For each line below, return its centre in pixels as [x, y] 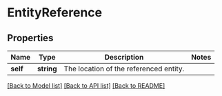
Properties [30, 38]
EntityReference [55, 13]
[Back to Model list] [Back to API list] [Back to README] [86, 86]
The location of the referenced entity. [124, 69]
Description [124, 57]
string [47, 69]
